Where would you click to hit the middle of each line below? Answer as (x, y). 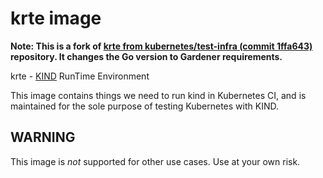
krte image (56, 18)
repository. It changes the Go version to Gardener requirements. (146, 56)
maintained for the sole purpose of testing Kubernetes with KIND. (144, 106)
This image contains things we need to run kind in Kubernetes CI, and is (158, 95)
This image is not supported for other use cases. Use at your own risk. (155, 161)
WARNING (43, 137)
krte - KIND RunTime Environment (80, 76)
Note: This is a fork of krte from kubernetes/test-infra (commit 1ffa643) (161, 46)
